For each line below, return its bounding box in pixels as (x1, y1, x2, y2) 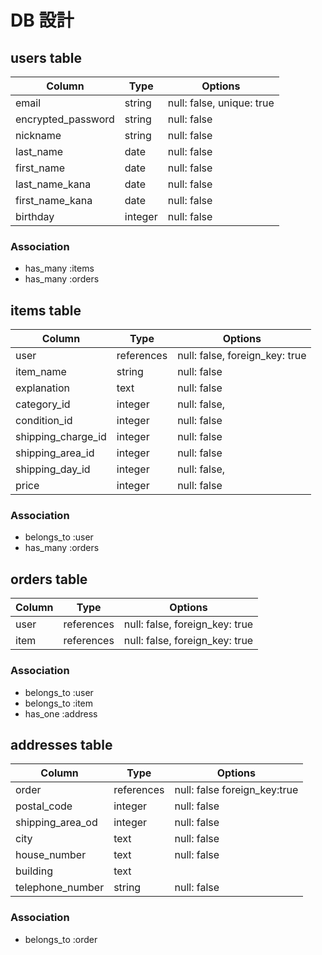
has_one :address (24, 707, 98, 720)
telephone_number (15, 881, 105, 895)
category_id (15, 397, 71, 411)
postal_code (15, 799, 73, 813)
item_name (15, 365, 67, 379)
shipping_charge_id (15, 430, 107, 444)
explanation (15, 381, 70, 395)
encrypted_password (15, 112, 115, 126)
